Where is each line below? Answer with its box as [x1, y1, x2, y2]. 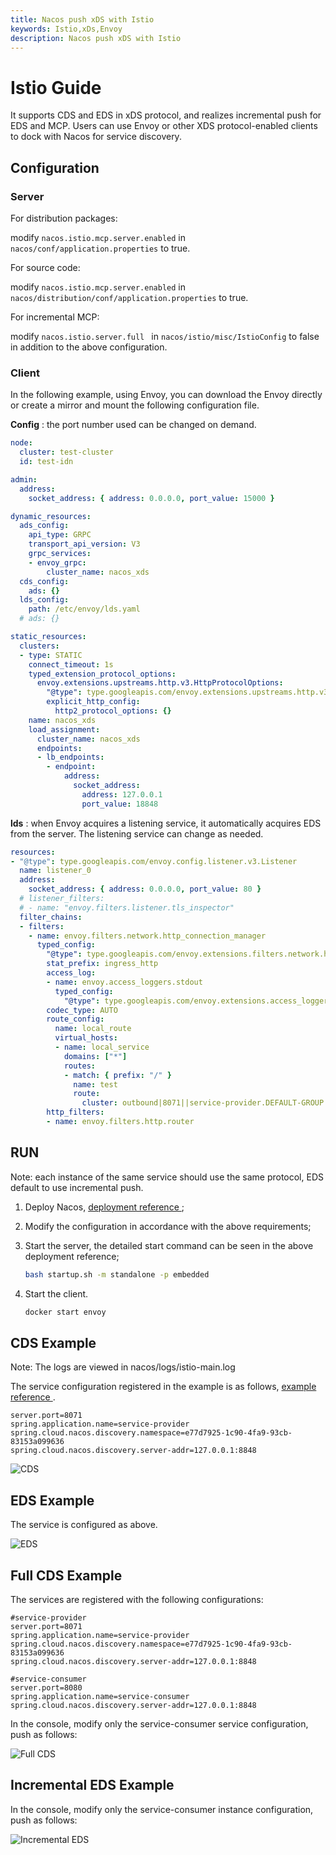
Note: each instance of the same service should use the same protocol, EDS [10, 1171, 324, 1183]
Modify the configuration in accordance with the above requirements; [24, 1220, 312, 1232]
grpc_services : [28, 549, 92, 559]
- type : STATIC [19, 650, 83, 660]
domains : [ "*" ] [63, 1051, 128, 1061]
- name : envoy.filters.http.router [46, 1117, 195, 1127]
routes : [63, 1061, 97, 1071]
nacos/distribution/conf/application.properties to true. [10, 292, 249, 303]
